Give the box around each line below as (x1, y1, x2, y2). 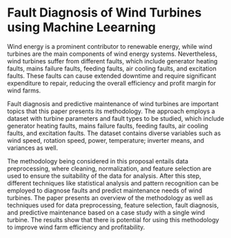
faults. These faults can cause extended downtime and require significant (7, 71, 217, 80)
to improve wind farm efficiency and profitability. (7, 223, 145, 231)
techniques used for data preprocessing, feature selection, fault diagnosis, (7, 201, 219, 209)
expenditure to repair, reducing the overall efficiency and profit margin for (7, 79, 216, 87)
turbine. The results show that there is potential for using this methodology (7, 215, 219, 224)
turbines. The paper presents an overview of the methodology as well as (7, 193, 214, 201)
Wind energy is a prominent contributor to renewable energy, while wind (7, 42, 212, 50)
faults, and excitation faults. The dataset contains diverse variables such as (7, 129, 221, 137)
